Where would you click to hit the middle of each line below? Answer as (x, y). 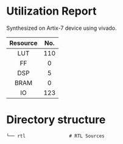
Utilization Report (51, 11)
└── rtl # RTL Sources (55, 136)
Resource (23, 43)
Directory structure (56, 120)
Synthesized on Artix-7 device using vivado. (61, 28)
